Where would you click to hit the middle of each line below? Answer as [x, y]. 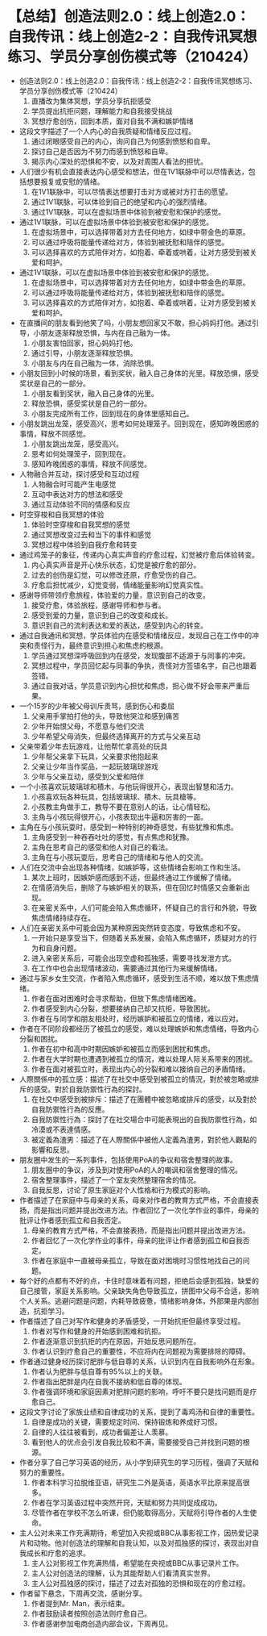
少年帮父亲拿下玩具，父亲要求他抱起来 [94, 756]
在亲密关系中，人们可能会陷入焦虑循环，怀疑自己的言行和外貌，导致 [144, 908]
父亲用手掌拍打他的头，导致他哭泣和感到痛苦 [105, 716]
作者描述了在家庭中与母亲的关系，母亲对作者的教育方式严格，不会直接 [136, 1200]
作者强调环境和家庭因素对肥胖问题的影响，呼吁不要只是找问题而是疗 [144, 1392]
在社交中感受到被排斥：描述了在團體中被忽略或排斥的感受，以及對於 [144, 1099]
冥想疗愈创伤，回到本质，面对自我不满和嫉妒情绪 [112, 121]
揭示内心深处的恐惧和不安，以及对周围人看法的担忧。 [119, 161]
